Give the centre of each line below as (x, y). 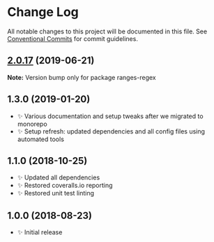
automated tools (41, 139)
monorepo (32, 124)
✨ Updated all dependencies (59, 177)
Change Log (43, 12)
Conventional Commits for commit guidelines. (72, 38)
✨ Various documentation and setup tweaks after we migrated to (110, 116)
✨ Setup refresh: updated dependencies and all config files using (111, 131)
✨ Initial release (40, 232)
